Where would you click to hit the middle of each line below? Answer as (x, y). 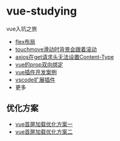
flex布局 (25, 41)
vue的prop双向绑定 (39, 64)
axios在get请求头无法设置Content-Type (65, 57)
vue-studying (42, 11)
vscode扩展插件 (35, 80)
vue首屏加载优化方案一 (44, 124)
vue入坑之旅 (22, 29)
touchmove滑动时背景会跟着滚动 (56, 49)
